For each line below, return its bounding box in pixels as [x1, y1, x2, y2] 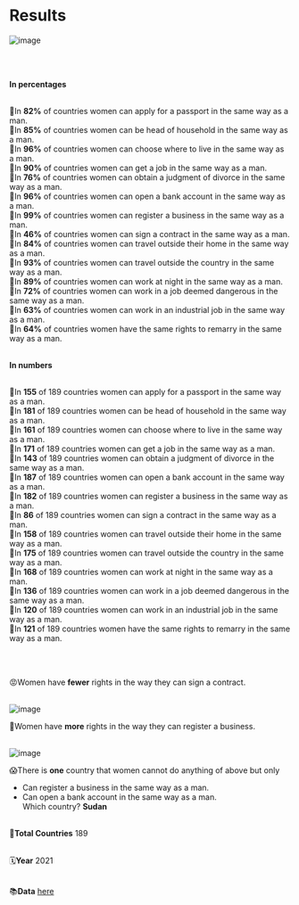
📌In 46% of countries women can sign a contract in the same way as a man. [9, 228, 290, 239]
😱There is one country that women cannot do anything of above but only [9, 764, 280, 776]
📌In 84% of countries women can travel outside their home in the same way [9, 238, 289, 249]
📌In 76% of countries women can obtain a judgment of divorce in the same [9, 171, 286, 183]
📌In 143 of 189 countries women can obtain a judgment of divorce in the [9, 452, 275, 464]
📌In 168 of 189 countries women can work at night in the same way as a [9, 566, 274, 577]
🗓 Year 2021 [9, 855, 54, 866]
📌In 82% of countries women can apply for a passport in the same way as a [9, 105, 288, 116]
